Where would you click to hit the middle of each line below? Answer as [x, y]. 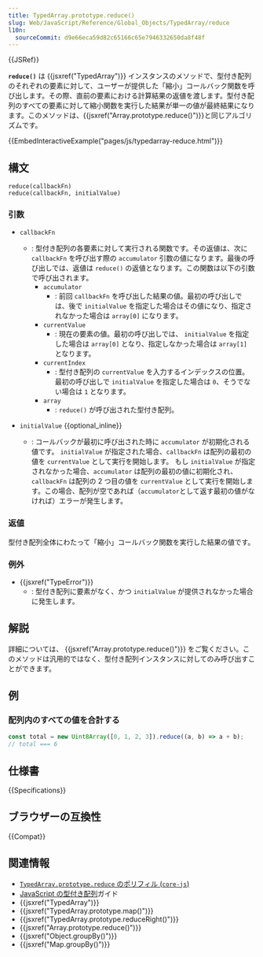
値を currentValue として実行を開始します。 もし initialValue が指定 [143, 462]
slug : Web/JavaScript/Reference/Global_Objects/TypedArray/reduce [119, 23]
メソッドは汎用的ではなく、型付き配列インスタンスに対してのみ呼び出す [131, 658]
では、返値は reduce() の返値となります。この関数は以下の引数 [153, 268]
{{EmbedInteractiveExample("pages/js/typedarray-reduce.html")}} [116, 141]
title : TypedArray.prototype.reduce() [71, 15]
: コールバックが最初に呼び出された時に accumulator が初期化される [141, 442]
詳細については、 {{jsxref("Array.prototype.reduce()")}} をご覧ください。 [126, 649]
